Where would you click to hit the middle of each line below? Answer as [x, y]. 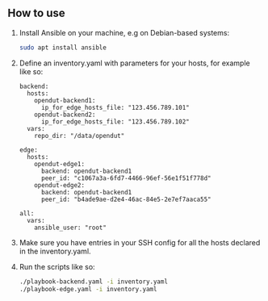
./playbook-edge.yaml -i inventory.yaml [88, 289]
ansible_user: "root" [70, 228]
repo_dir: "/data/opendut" [80, 136]
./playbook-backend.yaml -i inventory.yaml [94, 282]
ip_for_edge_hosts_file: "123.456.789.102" [115, 121]
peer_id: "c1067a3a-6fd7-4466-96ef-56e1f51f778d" [126, 178]
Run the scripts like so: [57, 266]
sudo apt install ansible [63, 48]
